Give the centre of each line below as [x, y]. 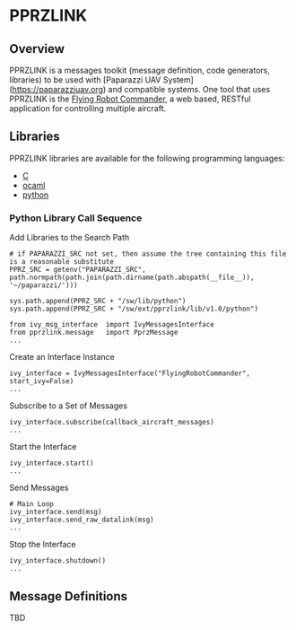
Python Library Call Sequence [76, 218]
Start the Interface [43, 447]
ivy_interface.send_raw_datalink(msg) [82, 520]
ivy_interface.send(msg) [56, 512]
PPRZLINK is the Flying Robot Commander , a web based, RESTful [130, 99]
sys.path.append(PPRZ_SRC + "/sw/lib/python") [98, 302]
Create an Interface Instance [62, 357]
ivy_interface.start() [52, 463]
